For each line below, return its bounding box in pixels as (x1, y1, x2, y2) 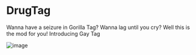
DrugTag (6, 4, 51, 18)
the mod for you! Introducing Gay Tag (6, 30, 100, 37)
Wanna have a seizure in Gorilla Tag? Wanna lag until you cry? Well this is (6, 24, 191, 31)
